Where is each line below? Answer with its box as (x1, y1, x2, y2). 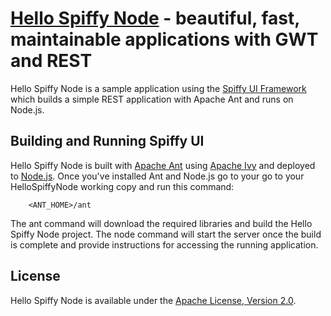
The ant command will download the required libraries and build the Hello (10, 217, 313, 229)
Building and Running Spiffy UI (10, 133, 205, 150)
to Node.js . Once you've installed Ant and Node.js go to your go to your (10, 170, 305, 182)
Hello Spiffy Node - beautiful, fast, (10, 7, 300, 30)
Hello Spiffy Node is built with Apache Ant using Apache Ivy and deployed (10, 159, 316, 171)
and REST (10, 50, 93, 72)
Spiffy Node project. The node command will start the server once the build (10, 228, 322, 240)
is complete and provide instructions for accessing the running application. (10, 238, 319, 251)
